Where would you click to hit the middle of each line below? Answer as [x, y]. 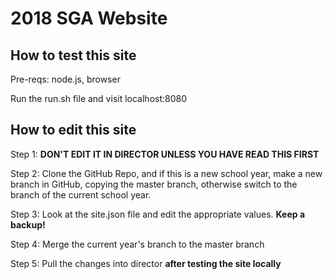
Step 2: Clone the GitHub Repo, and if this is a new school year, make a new [166, 173]
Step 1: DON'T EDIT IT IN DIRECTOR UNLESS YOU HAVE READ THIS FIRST [165, 154]
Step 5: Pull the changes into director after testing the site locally [146, 263]
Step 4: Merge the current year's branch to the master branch [137, 244]
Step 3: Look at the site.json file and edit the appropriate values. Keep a [158, 214]
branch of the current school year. [81, 194]
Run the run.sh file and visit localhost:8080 [99, 98]
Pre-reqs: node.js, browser [65, 79]
